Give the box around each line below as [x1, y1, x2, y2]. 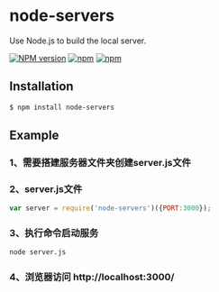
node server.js [9, 248, 67, 257]
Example [9, 128, 59, 143]
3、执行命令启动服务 [9, 227, 99, 240]
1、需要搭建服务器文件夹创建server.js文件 [9, 156, 192, 169]
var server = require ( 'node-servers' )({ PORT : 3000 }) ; [9, 204, 212, 213]
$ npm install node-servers [9, 103, 115, 112]
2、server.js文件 [9, 182, 83, 195]
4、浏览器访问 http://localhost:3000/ [9, 271, 175, 284]
